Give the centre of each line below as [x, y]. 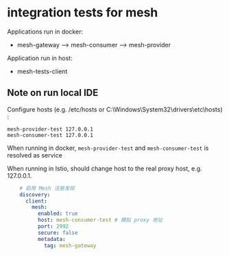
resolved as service [35, 155]
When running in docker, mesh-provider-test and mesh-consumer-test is [108, 148]
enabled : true [58, 214]
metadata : [52, 239]
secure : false [58, 233]
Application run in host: [40, 58]
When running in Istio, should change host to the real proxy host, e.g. [105, 168]
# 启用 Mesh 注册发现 [47, 188]
